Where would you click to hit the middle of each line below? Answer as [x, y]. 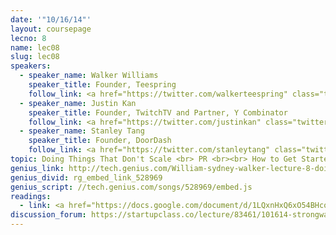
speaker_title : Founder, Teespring [102, 85]
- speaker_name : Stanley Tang [82, 131]
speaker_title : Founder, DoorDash [100, 141]
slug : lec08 [35, 57]
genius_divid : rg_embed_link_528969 [86, 177]
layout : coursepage [51, 29]
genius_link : [37, 168]
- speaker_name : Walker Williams [89, 76]
